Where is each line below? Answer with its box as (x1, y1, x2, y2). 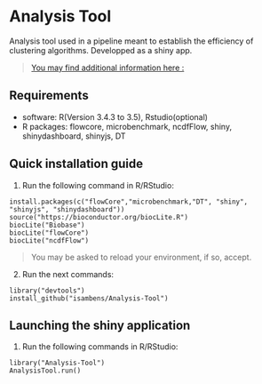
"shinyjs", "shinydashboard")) (9, 204, 125, 214)
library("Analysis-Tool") (9, 358, 105, 368)
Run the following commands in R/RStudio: (21, 341, 179, 352)
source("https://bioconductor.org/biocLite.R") (9, 212, 189, 221)
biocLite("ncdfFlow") (9, 236, 90, 245)
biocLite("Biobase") (9, 220, 86, 229)
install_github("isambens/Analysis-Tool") (9, 293, 169, 303)
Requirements (9, 88, 89, 103)
